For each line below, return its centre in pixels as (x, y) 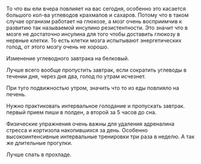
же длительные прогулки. (39, 143)
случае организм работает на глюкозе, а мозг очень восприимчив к (94, 21)
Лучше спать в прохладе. (39, 154)
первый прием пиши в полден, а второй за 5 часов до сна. (82, 112)
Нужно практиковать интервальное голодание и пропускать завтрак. (95, 106)
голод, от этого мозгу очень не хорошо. (58, 47)
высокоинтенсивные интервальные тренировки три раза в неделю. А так (100, 136)
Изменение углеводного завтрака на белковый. (68, 58)
